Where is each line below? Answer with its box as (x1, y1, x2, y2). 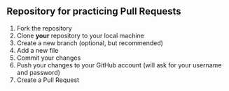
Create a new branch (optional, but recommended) (16, 38, 164, 47)
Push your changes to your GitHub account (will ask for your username (16, 60, 222, 69)
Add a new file (16, 46, 59, 54)
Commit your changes (16, 53, 81, 62)
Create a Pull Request (16, 76, 80, 84)
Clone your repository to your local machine (16, 31, 144, 40)
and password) (16, 68, 61, 76)
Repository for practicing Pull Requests (6, 6, 181, 17)
